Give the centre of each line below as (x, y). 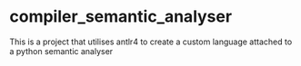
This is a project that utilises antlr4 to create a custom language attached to (151, 42)
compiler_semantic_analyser (121, 17)
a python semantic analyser (61, 51)
